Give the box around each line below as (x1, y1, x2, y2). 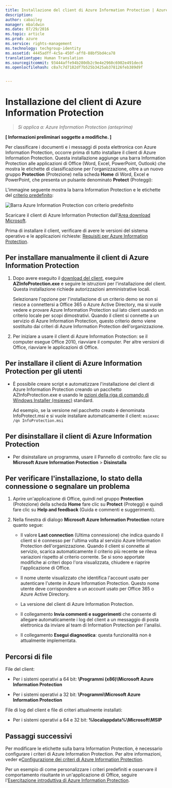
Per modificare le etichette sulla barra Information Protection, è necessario (5, 745, 163, 751)
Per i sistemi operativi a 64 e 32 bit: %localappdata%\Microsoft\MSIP (12, 717, 162, 723)
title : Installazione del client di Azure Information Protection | (5, 7, 155, 13)
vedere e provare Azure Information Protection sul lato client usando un (12, 307, 164, 313)
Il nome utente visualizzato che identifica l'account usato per (20, 575, 149, 581)
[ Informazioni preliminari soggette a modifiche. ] (5, 134, 112, 140)
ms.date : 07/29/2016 (5, 27, 50, 32)
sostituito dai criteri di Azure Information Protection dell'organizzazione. (12, 323, 164, 329)
